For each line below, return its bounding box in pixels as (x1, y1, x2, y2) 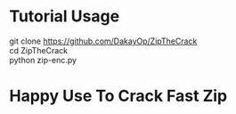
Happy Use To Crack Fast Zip (9, 86, 228, 106)
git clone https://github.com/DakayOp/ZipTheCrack (9, 36, 198, 46)
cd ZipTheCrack (9, 45, 69, 55)
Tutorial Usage (9, 6, 120, 27)
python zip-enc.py (9, 54, 77, 65)
